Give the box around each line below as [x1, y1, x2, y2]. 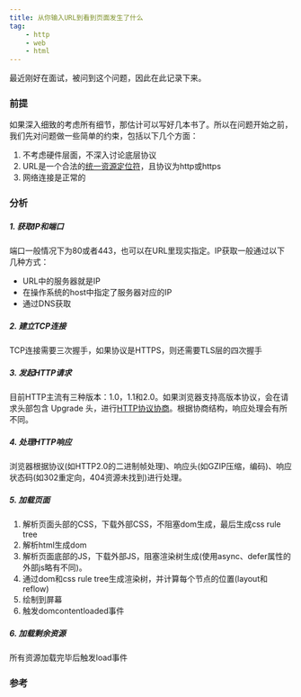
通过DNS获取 [22, 298, 72, 309]
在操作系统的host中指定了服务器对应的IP [22, 287, 173, 298]
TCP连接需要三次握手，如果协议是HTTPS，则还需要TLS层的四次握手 [9, 345, 263, 356]
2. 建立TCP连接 [9, 321, 66, 331]
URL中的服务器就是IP [22, 276, 101, 286]
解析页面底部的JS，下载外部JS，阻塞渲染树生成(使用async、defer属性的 [22, 551, 292, 562]
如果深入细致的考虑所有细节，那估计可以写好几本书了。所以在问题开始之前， [9, 119, 293, 131]
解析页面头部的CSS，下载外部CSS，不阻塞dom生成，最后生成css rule [22, 519, 281, 530]
